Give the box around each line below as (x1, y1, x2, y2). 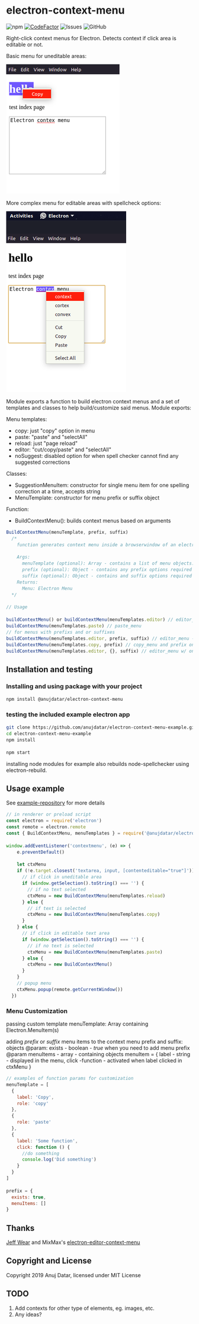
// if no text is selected (27, 942, 94, 948)
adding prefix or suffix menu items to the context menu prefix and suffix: (6, 1038, 183, 1046)
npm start (6, 749, 31, 755)
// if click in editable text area (21, 931, 110, 937)
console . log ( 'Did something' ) (21, 1156, 97, 1163)
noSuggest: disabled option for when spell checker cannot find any (14, 452, 179, 459)
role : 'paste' (17, 1119, 52, 1126)
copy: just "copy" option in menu (14, 427, 95, 434)
